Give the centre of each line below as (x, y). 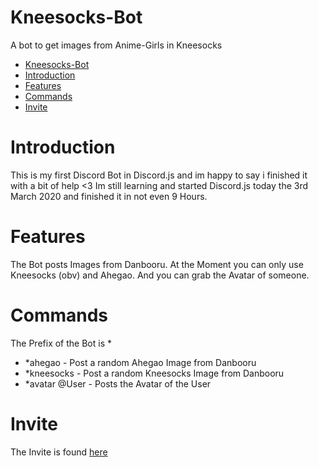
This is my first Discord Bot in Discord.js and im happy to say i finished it (159, 175)
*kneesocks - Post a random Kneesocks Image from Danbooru (154, 373)
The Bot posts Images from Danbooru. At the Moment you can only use (157, 264)
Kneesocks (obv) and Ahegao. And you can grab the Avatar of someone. (160, 275)
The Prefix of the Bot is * (61, 343)
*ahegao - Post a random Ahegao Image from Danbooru (140, 362)
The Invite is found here (59, 452)
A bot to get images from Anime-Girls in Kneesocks (116, 45)
